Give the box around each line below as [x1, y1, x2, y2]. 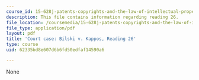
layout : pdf [6, 31, 36, 36]
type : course [6, 42, 38, 48]
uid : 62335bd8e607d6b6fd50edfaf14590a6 [6, 47, 105, 53]
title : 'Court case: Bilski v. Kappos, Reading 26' [6, 36, 136, 42]
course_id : [6, 8, 33, 15]
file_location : [6, 19, 44, 25]
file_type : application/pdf [6, 25, 76, 31]
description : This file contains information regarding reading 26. [6, 14, 179, 20]
